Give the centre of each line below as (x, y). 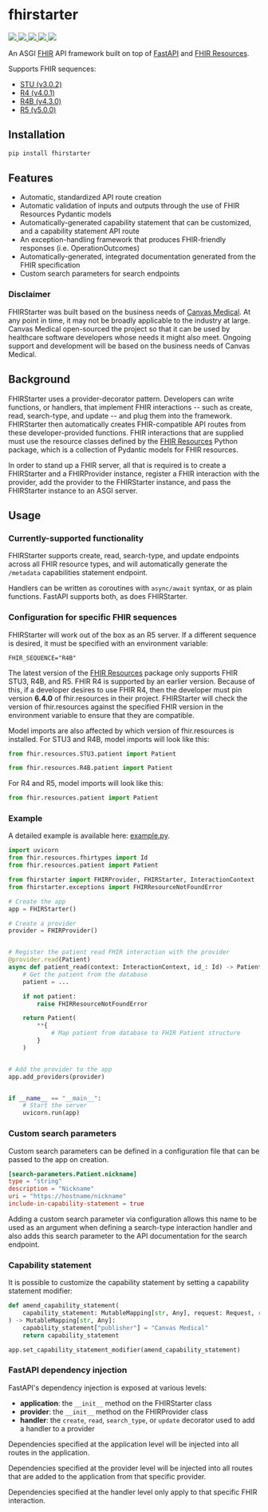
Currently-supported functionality (76, 538)
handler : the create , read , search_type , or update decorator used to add (137, 1420)
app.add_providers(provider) (57, 1077)
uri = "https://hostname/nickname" (67, 1197)
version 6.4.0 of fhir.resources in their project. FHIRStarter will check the (128, 698)
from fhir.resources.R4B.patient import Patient (91, 768)
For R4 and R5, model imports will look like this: (86, 784)
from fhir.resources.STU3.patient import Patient (93, 754)
